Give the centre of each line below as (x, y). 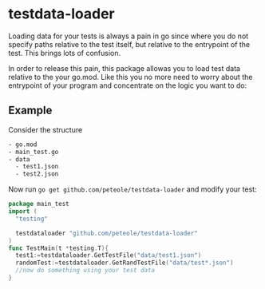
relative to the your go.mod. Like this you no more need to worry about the (131, 77)
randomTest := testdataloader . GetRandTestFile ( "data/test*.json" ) (125, 263)
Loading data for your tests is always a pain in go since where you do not (129, 36)
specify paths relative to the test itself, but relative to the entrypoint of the (129, 44)
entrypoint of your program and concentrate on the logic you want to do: (128, 85)
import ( (23, 212)
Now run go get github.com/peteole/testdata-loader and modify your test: (132, 189)
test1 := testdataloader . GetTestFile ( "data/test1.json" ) (109, 255)
